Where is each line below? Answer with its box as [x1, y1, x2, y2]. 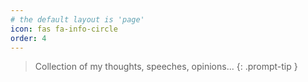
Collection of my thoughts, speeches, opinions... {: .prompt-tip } [34, 61, 298, 73]
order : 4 [10, 33, 47, 43]
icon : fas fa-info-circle [10, 24, 118, 34]
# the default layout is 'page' [10, 14, 145, 25]
